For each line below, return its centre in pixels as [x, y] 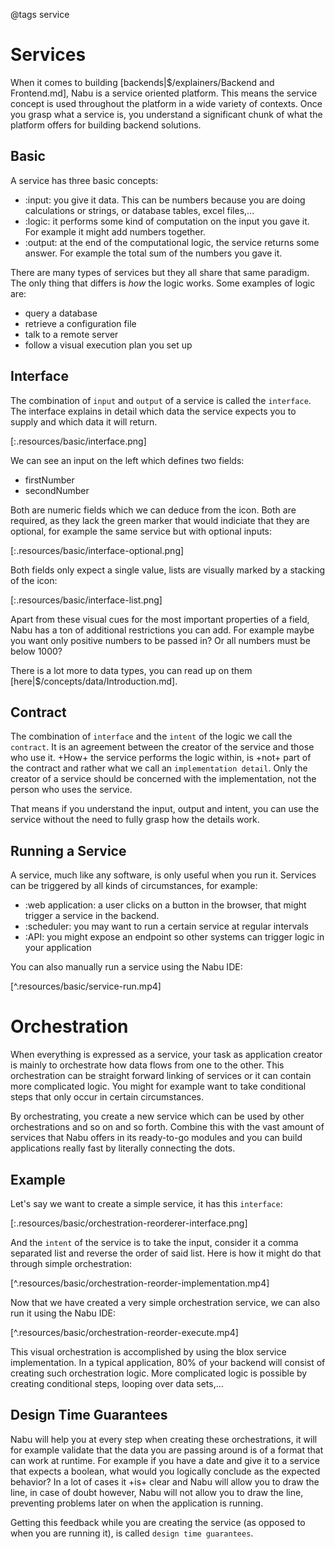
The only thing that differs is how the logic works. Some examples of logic [163, 283]
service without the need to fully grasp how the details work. [135, 820]
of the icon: [34, 580]
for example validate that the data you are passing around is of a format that [167, 1450]
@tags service [40, 14]
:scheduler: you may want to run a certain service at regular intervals [166, 926]
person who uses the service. [71, 790]
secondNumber [57, 490]
